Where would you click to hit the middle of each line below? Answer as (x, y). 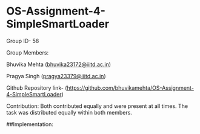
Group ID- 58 (23, 41)
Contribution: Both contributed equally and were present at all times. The (97, 106)
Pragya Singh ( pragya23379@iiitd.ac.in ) (56, 76)
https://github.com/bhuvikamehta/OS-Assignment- (130, 88)
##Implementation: (30, 124)
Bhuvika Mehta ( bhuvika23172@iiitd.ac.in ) (58, 64)
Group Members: (28, 52)
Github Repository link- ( (37, 88)
